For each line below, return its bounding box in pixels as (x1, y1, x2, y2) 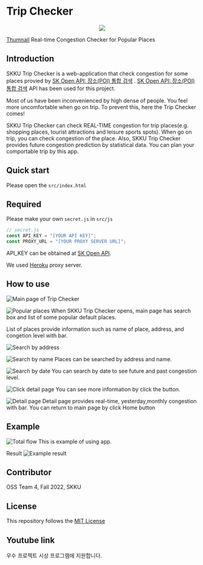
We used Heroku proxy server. (6, 261, 83, 268)
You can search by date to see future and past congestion (51, 367, 198, 375)
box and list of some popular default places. (6, 313, 117, 321)
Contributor (6, 467, 52, 478)
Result (6, 450, 22, 457)
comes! (6, 110, 26, 117)
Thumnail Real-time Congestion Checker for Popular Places (6, 35, 156, 43)
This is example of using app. (38, 437, 112, 445)
